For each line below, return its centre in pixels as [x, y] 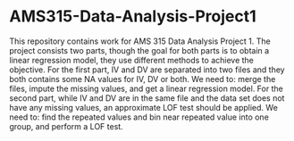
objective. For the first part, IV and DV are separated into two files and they [147, 70]
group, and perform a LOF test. [66, 126]
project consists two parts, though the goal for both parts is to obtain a [139, 50]
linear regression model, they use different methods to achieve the [132, 60]
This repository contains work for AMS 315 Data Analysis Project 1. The [140, 41]
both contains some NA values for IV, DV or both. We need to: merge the [143, 79]
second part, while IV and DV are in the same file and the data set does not [147, 98]
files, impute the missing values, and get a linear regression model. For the [146, 88]
